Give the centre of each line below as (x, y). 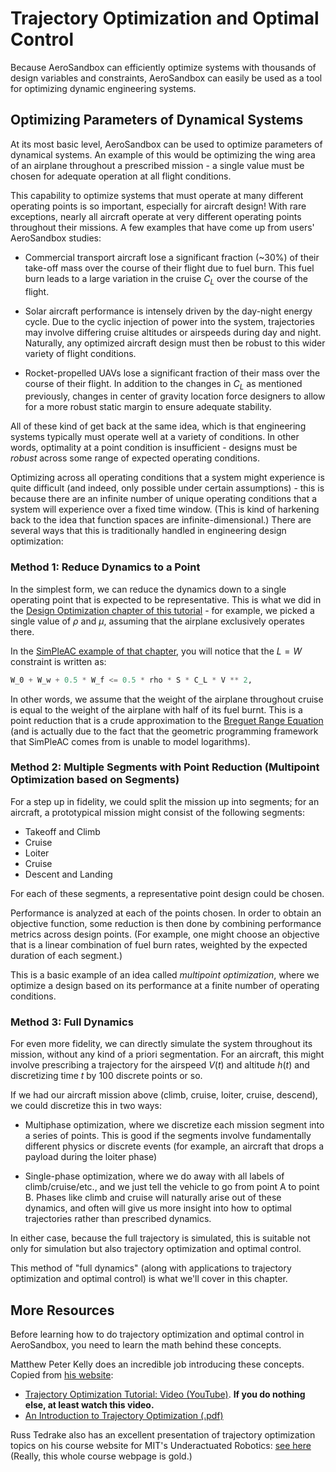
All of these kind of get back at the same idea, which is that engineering (158, 426)
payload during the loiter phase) (90, 1157)
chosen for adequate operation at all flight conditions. (121, 176)
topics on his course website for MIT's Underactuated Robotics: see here (161, 1445)
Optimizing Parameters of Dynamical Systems (157, 120)
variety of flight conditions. (80, 353)
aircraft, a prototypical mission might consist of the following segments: (158, 812)
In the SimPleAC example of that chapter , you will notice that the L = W (156, 651)
